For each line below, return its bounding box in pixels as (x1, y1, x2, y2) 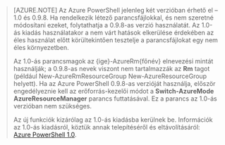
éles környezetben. (13, 44, 70, 51)
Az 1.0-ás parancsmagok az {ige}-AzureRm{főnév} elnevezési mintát (13, 57, 214, 65)
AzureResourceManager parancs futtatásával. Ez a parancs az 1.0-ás (13, 94, 218, 103)
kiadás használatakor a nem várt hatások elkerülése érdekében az (21, 28, 214, 37)
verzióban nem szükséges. (13, 102, 92, 110)
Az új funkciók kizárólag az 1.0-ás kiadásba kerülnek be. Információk (13, 115, 213, 124)
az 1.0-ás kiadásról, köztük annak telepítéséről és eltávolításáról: (13, 123, 200, 131)
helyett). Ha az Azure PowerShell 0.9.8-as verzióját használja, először (13, 80, 216, 87)
